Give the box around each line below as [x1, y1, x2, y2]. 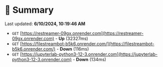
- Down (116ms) [56, 46, 89, 52]
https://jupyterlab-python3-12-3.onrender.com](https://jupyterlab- [21, 51, 158, 57]
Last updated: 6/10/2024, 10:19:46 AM [4, 21, 86, 27]
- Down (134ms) [72, 56, 107, 62]
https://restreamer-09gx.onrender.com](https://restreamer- [21, 30, 144, 36]
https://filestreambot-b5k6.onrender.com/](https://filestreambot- [21, 40, 155, 46]
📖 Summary [4, 4, 54, 16]
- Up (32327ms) [55, 35, 88, 41]
